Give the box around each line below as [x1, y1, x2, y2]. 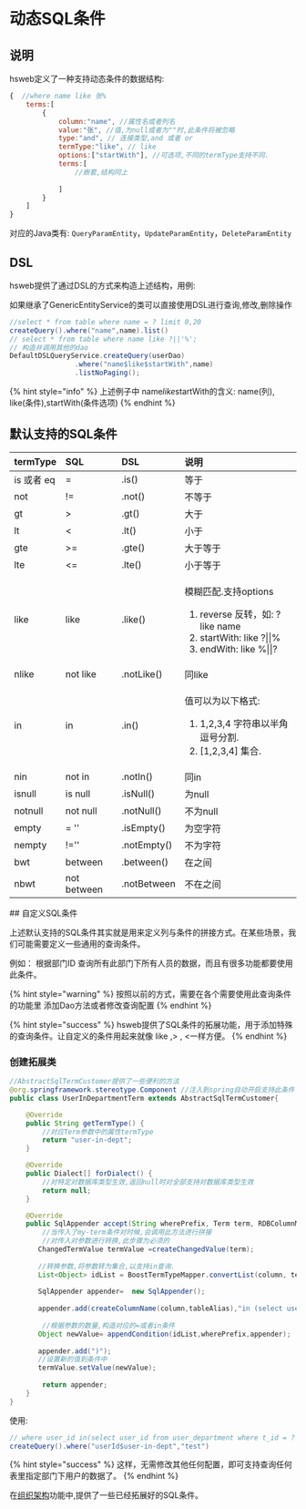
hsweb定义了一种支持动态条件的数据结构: [9, 74, 165, 84]
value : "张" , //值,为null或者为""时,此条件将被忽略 [57, 125, 235, 135]
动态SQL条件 [9, 8, 106, 29]
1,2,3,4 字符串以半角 [199, 717, 289, 730]
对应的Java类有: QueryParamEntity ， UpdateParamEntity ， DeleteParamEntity [9, 228, 292, 239]
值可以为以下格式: [184, 694, 260, 707]
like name [199, 620, 241, 632]
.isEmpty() [121, 821, 166, 834]
